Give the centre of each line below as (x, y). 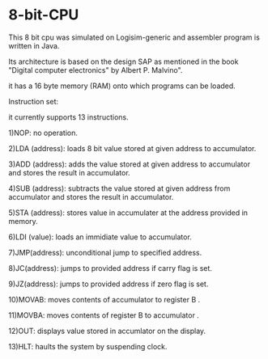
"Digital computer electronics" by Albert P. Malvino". (96, 70)
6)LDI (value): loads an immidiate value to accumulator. (100, 237)
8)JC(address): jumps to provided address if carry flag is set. (111, 268)
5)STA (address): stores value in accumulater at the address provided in (128, 213)
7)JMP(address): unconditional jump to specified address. (105, 252)
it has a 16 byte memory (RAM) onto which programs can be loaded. (122, 86)
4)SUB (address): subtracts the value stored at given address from (119, 188)
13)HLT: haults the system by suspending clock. (88, 346)
